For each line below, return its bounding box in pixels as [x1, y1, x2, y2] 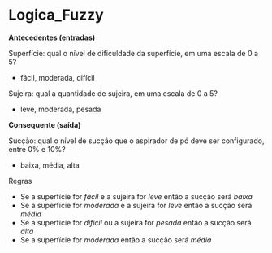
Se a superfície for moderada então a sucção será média [19, 234, 212, 245]
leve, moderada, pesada [19, 104, 101, 114]
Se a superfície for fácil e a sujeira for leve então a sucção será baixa [19, 191, 253, 201]
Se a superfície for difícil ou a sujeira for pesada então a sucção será [19, 217, 252, 227]
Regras [8, 176, 32, 185]
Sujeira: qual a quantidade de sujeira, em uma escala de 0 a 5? [8, 88, 218, 98]
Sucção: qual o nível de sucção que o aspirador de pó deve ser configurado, [8, 136, 265, 146]
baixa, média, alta [19, 160, 80, 170]
